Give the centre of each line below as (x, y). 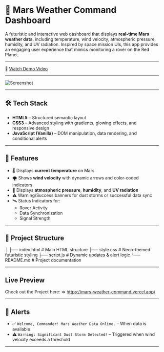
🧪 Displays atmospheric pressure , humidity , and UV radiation (75, 190)
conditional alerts (30, 138)
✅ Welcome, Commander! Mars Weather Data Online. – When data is (79, 324)
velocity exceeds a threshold (41, 340)
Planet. (12, 55)
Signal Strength (35, 218)
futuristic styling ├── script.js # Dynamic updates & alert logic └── (73, 255)
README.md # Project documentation (43, 260)
